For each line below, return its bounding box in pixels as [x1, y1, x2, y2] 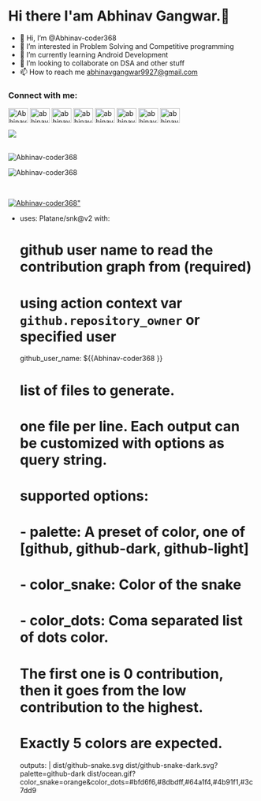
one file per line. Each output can [19, 417, 240, 435]
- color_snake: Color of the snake [19, 576, 242, 594]
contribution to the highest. [19, 698, 203, 716]
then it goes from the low [19, 681, 187, 699]
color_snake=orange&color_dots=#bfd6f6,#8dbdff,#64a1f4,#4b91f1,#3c [19, 777, 254, 787]
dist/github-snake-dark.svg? [125, 760, 218, 769]
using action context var [19, 294, 183, 312]
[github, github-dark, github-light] [19, 540, 250, 558]
